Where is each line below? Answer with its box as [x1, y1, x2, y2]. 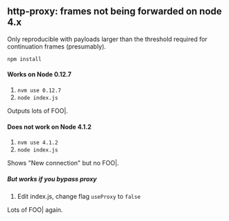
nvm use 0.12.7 [17, 87, 62, 95]
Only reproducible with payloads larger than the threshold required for [7, 35, 208, 43]
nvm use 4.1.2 [17, 139, 58, 147]
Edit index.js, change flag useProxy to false [17, 193, 141, 201]
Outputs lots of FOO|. [7, 107, 68, 115]
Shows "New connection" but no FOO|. [7, 159, 119, 167]
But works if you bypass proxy [7, 174, 97, 183]
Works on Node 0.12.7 [7, 70, 71, 79]
